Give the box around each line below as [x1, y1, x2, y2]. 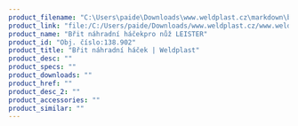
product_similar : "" [8, 104, 85, 113]
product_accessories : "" [8, 95, 101, 105]
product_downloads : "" [8, 71, 93, 80]
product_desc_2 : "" [8, 87, 81, 96]
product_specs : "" [8, 63, 77, 72]
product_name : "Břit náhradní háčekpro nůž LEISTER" [8, 29, 208, 38]
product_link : [8, 21, 61, 30]
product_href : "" [8, 79, 73, 88]
